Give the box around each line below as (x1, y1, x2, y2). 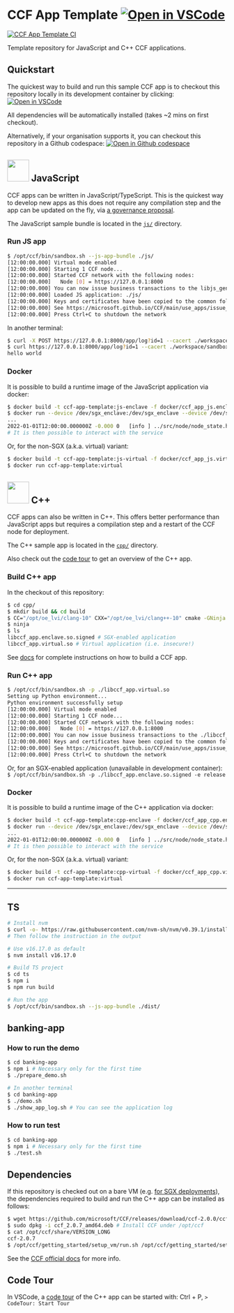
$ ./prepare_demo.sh (7, 1072, 68, 1079)
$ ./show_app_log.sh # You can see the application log (7, 1104, 173, 1111)
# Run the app (7, 996, 49, 1003)
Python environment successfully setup (7, 699, 123, 706)
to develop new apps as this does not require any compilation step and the (7, 198, 221, 207)
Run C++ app (7, 670, 53, 680)
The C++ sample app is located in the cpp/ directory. (7, 541, 159, 549)
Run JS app (7, 237, 47, 246)
